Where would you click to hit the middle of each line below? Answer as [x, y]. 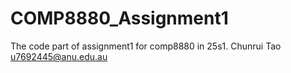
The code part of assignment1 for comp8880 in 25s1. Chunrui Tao [146, 46]
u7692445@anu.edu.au [59, 56]
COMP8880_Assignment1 [119, 18]
